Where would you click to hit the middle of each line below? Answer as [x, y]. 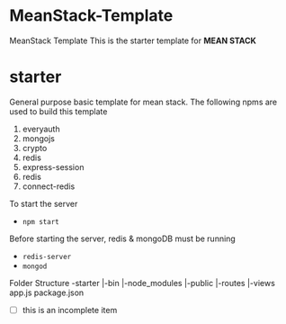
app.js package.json [47, 292]
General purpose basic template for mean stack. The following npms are [143, 102]
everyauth [41, 129]
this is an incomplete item [70, 310]
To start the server [44, 203]
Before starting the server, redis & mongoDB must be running [122, 238]
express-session [53, 166]
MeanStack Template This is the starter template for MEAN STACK [133, 40]
